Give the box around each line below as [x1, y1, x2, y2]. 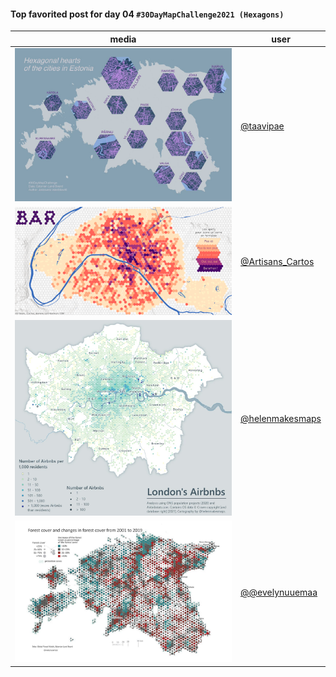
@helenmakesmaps [240, 413, 322, 425]
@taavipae [240, 120, 285, 132]
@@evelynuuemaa [240, 586, 318, 598]
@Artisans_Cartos [240, 256, 315, 268]
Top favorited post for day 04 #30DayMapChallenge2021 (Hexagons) [10, 8, 285, 20]
